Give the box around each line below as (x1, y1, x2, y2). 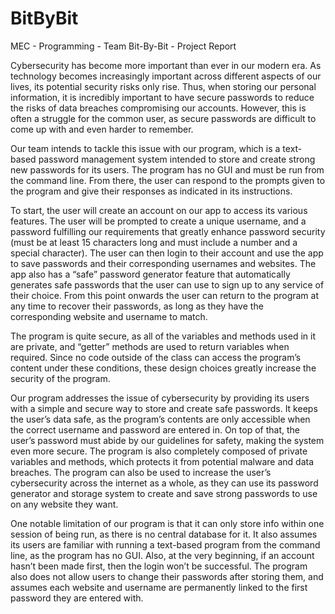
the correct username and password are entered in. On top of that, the (10, 423, 300, 436)
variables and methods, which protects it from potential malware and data (10, 455, 315, 467)
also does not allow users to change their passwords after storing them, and (10, 570, 324, 582)
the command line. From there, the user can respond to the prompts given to (10, 174, 326, 186)
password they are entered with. (10, 592, 144, 604)
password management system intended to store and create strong (38, 153, 316, 165)
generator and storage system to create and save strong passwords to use (10, 487, 318, 499)
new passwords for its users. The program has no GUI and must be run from (10, 163, 325, 176)
